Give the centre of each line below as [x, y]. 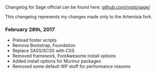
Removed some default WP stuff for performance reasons [71, 67]
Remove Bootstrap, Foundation [44, 45]
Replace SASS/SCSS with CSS [43, 51]
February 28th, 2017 [30, 29]
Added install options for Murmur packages [57, 61]
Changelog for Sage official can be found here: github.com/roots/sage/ [78, 7]
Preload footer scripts [34, 40]
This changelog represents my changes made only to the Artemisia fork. [79, 17]
